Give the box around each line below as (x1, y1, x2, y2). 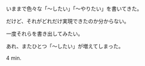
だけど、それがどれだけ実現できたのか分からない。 (6, 18, 130, 25)
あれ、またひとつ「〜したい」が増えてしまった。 (6, 43, 124, 49)
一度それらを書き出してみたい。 (6, 30, 83, 37)
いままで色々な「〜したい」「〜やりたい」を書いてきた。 (6, 5, 143, 12)
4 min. (6, 55, 22, 61)
